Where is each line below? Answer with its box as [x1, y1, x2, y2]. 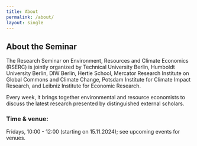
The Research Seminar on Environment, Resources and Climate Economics [6, 57, 189, 64]
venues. [6, 134, 25, 142]
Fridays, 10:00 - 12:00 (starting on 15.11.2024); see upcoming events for [6, 128, 180, 135]
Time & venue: [6, 115, 49, 123]
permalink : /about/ [6, 14, 54, 20]
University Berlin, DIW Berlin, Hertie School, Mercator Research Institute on [6, 70, 189, 77]
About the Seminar [6, 41, 77, 51]
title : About [6, 8, 38, 15]
